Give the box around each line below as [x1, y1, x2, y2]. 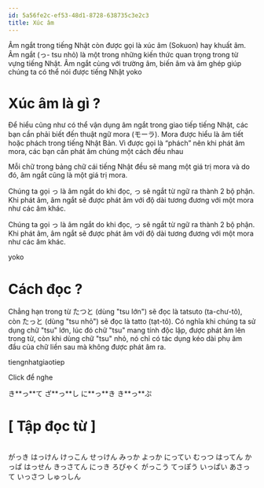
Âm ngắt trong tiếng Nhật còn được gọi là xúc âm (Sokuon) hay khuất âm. [8, 40, 246, 50]
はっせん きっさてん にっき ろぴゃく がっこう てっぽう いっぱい [23, 462, 228, 471]
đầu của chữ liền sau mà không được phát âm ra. [8, 343, 167, 352]
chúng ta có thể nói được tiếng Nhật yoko [8, 67, 143, 76]
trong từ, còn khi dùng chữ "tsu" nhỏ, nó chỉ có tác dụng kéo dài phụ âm [8, 334, 242, 343]
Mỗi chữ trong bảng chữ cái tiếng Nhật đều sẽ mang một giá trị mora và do [8, 162, 250, 171]
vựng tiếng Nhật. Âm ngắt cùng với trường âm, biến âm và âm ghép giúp [8, 58, 242, 68]
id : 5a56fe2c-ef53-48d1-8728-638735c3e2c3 [8, 11, 149, 20]
